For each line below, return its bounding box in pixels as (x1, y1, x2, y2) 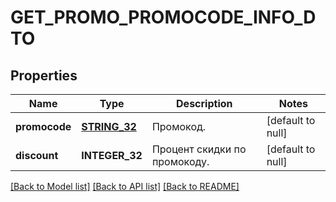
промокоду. (151, 155, 210, 168)
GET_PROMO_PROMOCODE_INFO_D (10, 6, 317, 29)
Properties (10, 67, 78, 84)
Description (176, 97, 233, 110)
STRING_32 (81, 120, 137, 133)
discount (15, 149, 59, 162)
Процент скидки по (151, 142, 247, 156)
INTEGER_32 (81, 149, 143, 162)
